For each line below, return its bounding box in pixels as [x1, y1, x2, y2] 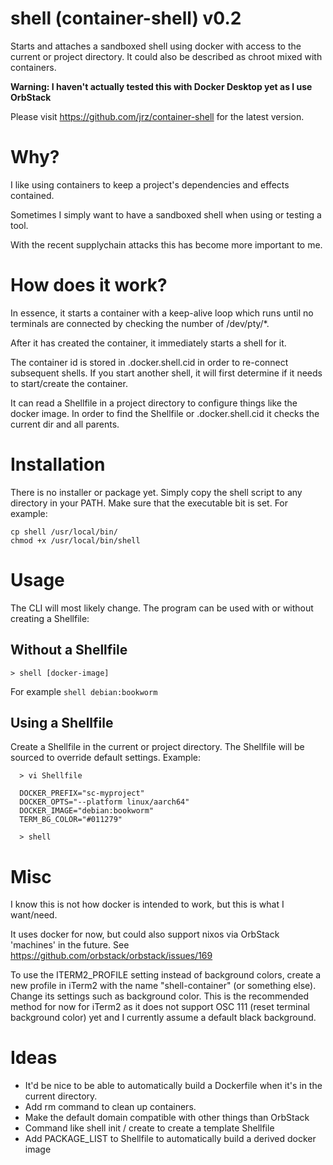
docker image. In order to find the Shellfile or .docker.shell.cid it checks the [10, 407, 320, 419]
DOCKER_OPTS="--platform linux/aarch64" [19, 797, 190, 807]
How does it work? [10, 274, 168, 297]
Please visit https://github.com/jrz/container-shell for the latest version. [10, 110, 305, 122]
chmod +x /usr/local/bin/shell [10, 535, 141, 546]
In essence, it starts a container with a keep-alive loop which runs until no [10, 307, 314, 319]
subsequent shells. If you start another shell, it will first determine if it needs [10, 367, 323, 379]
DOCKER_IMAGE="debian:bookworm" [19, 806, 155, 816]
